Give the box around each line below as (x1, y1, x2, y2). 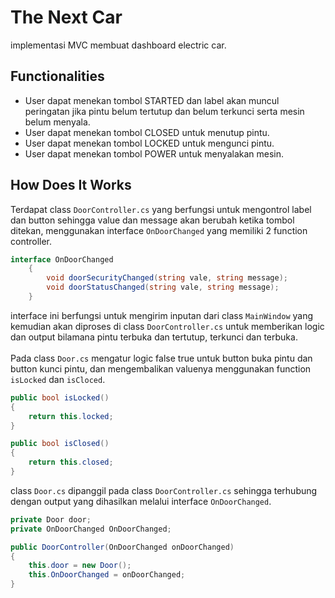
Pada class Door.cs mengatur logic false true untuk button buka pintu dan (10, 352, 313, 364)
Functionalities (10, 68, 105, 85)
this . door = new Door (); (28, 561, 132, 571)
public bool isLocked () (10, 392, 110, 403)
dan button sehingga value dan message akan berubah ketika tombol (10, 214, 295, 226)
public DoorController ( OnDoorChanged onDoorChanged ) (10, 542, 235, 552)
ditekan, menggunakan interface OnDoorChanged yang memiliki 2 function (10, 224, 308, 236)
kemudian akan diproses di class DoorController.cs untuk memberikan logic (10, 320, 325, 332)
